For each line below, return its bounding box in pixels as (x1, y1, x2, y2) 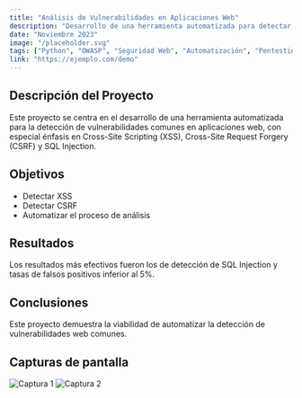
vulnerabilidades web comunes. (9, 329, 128, 340)
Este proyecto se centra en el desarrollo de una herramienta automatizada (9, 111, 284, 122)
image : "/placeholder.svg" (9, 38, 111, 48)
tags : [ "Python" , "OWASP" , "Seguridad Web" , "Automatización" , (9, 47, 252, 56)
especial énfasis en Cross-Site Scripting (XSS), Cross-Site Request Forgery (9, 131, 289, 142)
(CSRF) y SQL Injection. (9, 140, 97, 151)
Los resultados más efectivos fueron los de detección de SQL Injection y (9, 260, 279, 270)
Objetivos (9, 167, 65, 182)
